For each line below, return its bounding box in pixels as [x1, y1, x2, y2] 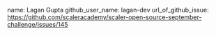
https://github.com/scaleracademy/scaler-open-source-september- [7, 13, 202, 21]
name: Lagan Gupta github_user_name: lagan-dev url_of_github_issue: [7, 6, 209, 14]
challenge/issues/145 [7, 21, 68, 28]
